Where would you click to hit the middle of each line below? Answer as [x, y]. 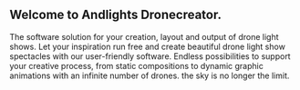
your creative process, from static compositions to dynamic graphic [137, 65]
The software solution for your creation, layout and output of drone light [145, 36]
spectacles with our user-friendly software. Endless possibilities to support [150, 56]
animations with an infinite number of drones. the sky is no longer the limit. [150, 75]
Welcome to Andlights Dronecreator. [115, 15]
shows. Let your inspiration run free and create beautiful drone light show [147, 46]
